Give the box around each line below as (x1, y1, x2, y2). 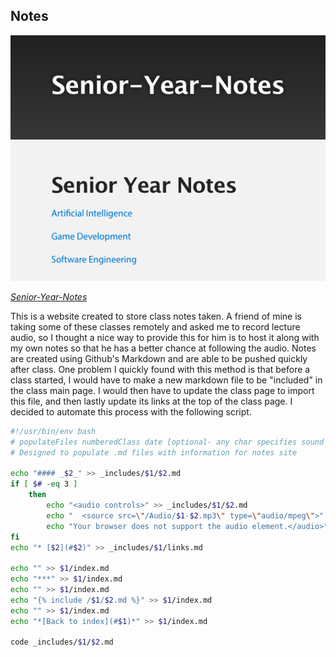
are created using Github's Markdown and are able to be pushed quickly (10, 352, 308, 364)
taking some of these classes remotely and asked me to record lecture (10, 320, 301, 333)
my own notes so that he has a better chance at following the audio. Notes (10, 342, 317, 354)
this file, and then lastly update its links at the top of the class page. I (10, 395, 293, 407)
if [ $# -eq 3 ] (10, 479, 78, 489)
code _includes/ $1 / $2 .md (10, 637, 114, 648)
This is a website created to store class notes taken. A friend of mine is (10, 310, 302, 322)
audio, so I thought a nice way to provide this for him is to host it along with (10, 331, 320, 343)
